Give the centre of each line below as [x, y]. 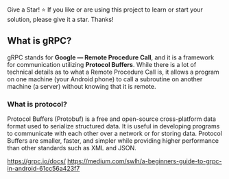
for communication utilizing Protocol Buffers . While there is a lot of [102, 64]
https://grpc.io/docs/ [37, 161]
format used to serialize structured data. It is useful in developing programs [113, 126]
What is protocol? [37, 104]
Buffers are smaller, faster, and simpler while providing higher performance [113, 141]
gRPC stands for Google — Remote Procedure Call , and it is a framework [111, 57]
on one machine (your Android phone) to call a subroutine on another [105, 79]
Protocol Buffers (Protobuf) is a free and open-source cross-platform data [112, 119]
